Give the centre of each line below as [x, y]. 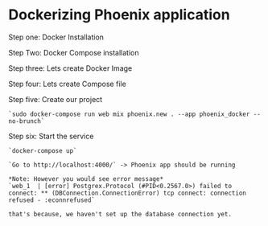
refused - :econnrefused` [52, 200]
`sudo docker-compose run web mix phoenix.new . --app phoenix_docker [129, 114]
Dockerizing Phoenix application [120, 15]
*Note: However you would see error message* [86, 179]
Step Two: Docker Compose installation [74, 52]
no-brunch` [27, 121]
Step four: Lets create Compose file [67, 84]
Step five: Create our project [56, 99]
